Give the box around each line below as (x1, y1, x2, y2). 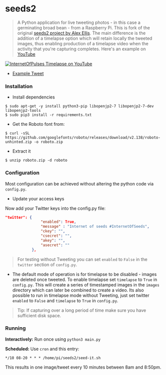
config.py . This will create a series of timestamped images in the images (12, 281, 160, 287)
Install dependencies (12, 94, 55, 100)
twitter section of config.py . (17, 262, 77, 268)
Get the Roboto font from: (12, 121, 65, 127)
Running (5, 325, 26, 332)
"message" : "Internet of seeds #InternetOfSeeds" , (40, 224, 150, 229)
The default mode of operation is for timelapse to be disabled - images (12, 271, 157, 277)
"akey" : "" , (40, 238, 65, 243)
